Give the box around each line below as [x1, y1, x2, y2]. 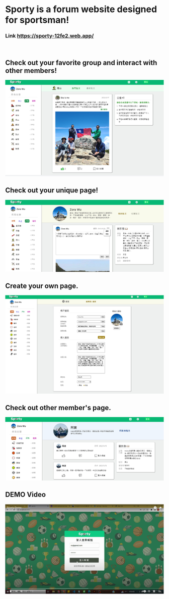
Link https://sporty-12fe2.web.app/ [5, 32, 94, 39]
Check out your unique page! [5, 186, 99, 195]
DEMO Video [5, 490, 46, 499]
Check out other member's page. [5, 403, 112, 412]
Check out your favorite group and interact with [5, 58, 157, 67]
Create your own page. [5, 282, 79, 290]
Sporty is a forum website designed [5, 4, 157, 15]
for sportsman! [5, 14, 69, 26]
